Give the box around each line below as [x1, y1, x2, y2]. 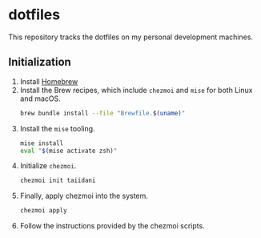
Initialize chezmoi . [19, 161, 77, 171]
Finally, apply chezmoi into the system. [19, 191, 148, 201]
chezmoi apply [19, 207, 67, 215]
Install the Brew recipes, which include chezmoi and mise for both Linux [19, 85, 253, 95]
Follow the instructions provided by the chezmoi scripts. [19, 221, 206, 231]
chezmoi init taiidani [19, 176, 96, 185]
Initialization [8, 55, 72, 69]
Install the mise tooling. [19, 123, 95, 133]
